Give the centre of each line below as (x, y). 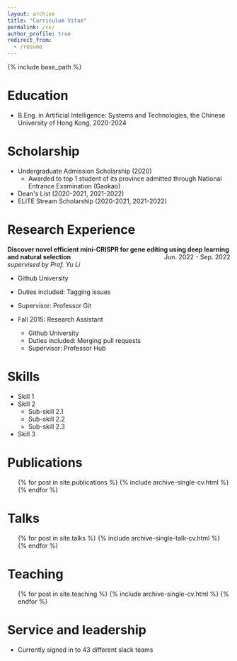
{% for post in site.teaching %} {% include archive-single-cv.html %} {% (123, 594)
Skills (24, 377)
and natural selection (39, 256)
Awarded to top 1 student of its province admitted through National (125, 179)
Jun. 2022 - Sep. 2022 (197, 256)
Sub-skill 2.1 (46, 411)
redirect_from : (30, 40)
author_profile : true (39, 34)
